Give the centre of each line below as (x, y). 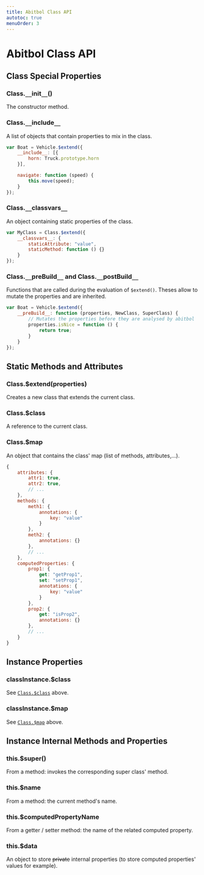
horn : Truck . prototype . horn (64, 159)
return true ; (55, 330)
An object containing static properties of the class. (69, 221)
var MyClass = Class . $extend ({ (46, 232)
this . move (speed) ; (51, 181)
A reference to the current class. (47, 426)
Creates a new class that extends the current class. (71, 397)
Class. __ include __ (33, 123)
